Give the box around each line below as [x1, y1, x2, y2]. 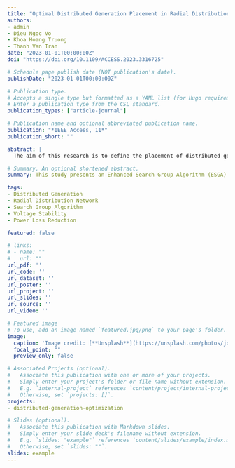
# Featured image [7, 320, 58, 327]
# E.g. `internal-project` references [7, 385, 127, 392]
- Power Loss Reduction [7, 217, 77, 224]
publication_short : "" [7, 133, 73, 140]
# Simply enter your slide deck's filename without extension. [7, 430, 201, 437]
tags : [7, 184, 23, 192]
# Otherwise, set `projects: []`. [7, 391, 114, 399]
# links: [7, 242, 33, 249]
